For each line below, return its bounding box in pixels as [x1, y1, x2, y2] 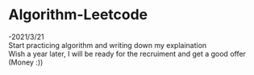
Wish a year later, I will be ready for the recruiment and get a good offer [8, 49, 246, 58]
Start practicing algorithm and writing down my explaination [8, 40, 207, 49]
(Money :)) [8, 57, 44, 67]
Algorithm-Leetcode [8, 6, 148, 24]
